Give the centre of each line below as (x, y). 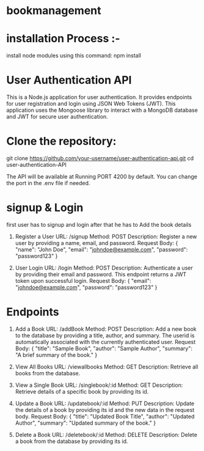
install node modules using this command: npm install (74, 56)
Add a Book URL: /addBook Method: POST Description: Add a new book (106, 329)
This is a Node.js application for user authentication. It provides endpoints (99, 97)
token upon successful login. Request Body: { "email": (83, 280)
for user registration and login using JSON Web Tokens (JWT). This (91, 104)
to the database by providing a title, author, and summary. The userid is (105, 335)
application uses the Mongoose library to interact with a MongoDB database (102, 110)
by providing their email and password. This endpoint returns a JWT (101, 274)
